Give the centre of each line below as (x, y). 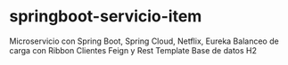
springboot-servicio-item (106, 16)
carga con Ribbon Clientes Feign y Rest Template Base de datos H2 (133, 50)
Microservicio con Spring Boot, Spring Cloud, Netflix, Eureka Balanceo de (144, 41)
